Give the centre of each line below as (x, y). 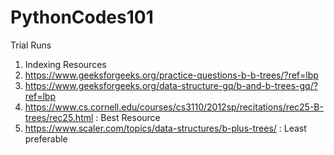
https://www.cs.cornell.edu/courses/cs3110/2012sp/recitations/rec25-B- (174, 107)
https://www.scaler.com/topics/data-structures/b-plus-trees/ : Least (165, 128)
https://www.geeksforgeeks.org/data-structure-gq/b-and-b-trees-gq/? (171, 85)
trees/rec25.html (59, 117)
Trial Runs (31, 45)
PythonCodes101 (82, 17)
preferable (46, 138)
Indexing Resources (65, 64)
